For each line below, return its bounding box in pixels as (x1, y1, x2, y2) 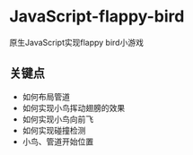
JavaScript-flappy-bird (9, 6, 185, 27)
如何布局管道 (22, 91, 70, 102)
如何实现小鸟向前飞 (22, 114, 94, 125)
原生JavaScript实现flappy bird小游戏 (9, 37, 144, 47)
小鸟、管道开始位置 (22, 136, 94, 147)
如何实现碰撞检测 (22, 125, 86, 135)
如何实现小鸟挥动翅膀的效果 (22, 102, 126, 113)
